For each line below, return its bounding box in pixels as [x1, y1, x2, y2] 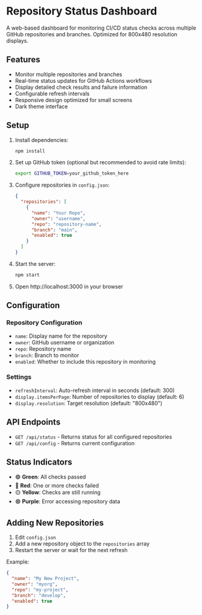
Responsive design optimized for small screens [14, 96, 133, 103]
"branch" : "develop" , [11, 592, 66, 599]
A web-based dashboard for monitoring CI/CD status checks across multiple [6, 24, 197, 31]
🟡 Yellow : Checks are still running [14, 489, 101, 496]
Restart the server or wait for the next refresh [14, 547, 128, 554]
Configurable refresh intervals [14, 89, 90, 97]
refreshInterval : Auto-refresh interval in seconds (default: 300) [14, 387, 175, 394]
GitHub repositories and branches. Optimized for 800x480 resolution [6, 30, 178, 37]
